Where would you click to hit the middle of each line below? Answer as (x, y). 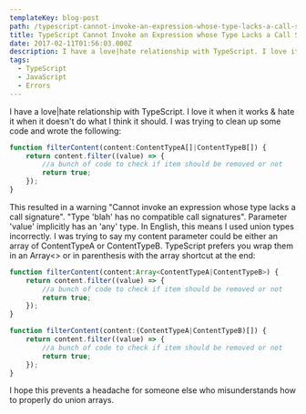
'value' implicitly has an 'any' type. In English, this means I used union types (152, 226)
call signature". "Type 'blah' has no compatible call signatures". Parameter (148, 217)
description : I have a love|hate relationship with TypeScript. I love (148, 52)
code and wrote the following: (65, 131)
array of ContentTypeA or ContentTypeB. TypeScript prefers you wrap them (152, 246)
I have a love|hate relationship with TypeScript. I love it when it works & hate (152, 111)
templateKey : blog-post (55, 18)
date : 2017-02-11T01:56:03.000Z (71, 43)
